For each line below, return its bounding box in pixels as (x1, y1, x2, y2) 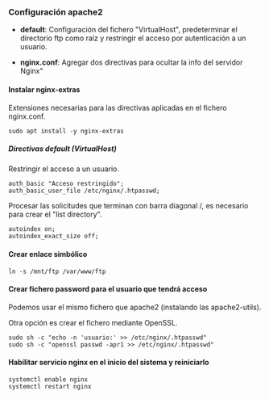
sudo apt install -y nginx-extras (8, 127, 125, 135)
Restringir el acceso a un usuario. (8, 164, 119, 174)
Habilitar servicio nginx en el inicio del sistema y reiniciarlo (8, 358, 209, 367)
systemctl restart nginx (8, 383, 92, 391)
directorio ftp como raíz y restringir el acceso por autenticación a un (19, 33, 246, 43)
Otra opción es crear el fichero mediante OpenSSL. (8, 317, 178, 327)
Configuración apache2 (8, 6, 103, 18)
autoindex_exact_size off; (8, 233, 99, 241)
